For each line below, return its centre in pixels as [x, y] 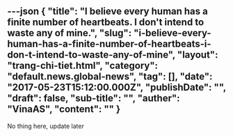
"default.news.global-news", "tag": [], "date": [110, 77]
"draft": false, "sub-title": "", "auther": [94, 98]
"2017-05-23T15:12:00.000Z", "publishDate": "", [116, 87]
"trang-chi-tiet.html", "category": [83, 66]
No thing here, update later [46, 126]
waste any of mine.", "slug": [70, 33]
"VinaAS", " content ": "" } [64, 110]
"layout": [198, 55]
